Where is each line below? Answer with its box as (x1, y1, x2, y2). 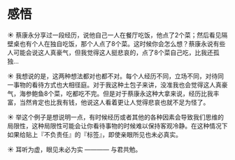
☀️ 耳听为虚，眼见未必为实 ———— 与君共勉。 (7, 145, 142, 154)
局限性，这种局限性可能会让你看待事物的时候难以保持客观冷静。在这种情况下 (7, 122, 228, 130)
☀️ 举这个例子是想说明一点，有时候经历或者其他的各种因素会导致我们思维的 (7, 112, 224, 121)
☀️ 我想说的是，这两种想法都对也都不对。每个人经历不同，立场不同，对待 (7, 71, 218, 80)
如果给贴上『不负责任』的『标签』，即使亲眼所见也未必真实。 (7, 130, 182, 138)
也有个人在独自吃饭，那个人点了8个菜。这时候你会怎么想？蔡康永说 (19, 39, 213, 48)
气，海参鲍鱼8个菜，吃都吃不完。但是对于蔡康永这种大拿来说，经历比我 (7, 89, 213, 98)
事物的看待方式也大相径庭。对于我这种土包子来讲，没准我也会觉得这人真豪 (13, 80, 228, 89)
